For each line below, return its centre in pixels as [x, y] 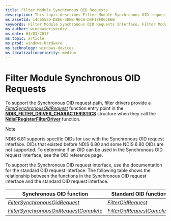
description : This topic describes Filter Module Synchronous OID [77, 15]
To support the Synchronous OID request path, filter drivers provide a [78, 103]
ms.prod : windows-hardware [34, 43]
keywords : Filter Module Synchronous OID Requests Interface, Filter [81, 24]
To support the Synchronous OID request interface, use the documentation [84, 165]
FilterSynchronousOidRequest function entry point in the [64, 108]
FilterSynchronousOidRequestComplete [55, 211]
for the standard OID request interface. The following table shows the [78, 170]
